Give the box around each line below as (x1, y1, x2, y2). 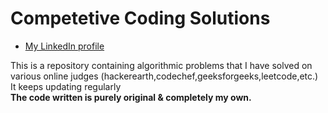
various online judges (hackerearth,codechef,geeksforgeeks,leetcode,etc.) (10, 70, 319, 82)
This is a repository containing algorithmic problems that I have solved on (10, 59, 313, 71)
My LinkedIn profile (24, 40, 105, 52)
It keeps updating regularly (10, 80, 122, 92)
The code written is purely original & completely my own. (10, 91, 252, 103)
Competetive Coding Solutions (10, 7, 271, 30)
